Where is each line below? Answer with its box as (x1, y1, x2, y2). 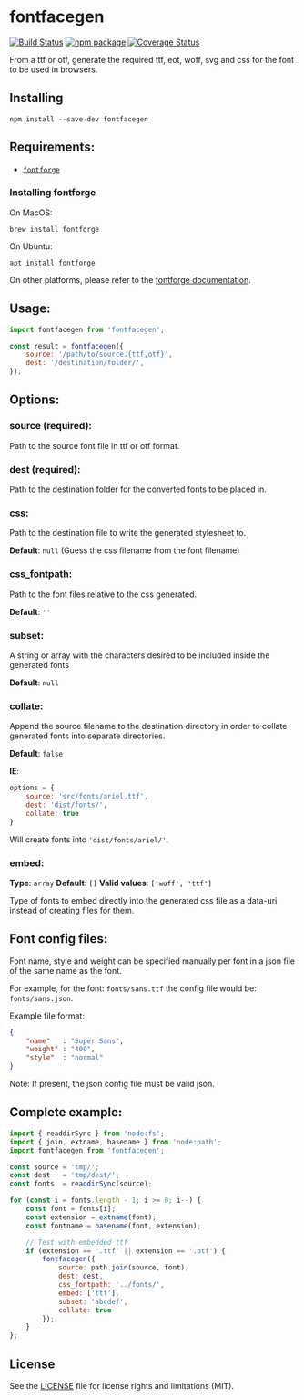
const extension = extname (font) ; (25, 1212, 157, 1222)
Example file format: (9, 1010, 85, 1021)
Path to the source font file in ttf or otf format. (9, 440, 180, 451)
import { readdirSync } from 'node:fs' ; (9, 1129, 166, 1138)
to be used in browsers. (9, 64, 98, 75)
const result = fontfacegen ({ (9, 341, 125, 350)
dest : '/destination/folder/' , (25, 359, 145, 368)
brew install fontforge (9, 225, 100, 234)
